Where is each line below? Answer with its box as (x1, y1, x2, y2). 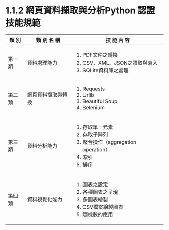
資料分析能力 (27, 142, 58, 149)
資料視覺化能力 (27, 196, 63, 203)
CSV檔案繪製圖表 (82, 203, 124, 210)
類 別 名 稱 (36, 36, 60, 43)
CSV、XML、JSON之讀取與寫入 (82, 59, 158, 66)
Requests (82, 85, 105, 92)
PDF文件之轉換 (82, 51, 118, 59)
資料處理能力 (27, 59, 58, 66)
